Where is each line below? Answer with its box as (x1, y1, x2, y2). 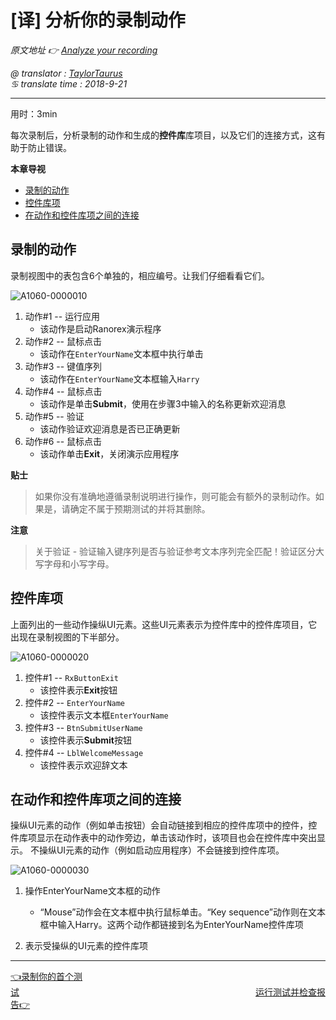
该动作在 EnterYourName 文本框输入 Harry (39, 372, 200, 385)
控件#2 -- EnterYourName (24, 696, 126, 708)
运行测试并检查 (255, 986, 317, 998)
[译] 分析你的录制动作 (10, 9, 186, 32)
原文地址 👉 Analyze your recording (10, 44, 158, 56)
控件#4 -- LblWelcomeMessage (24, 746, 144, 758)
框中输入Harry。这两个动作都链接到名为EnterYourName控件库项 (39, 919, 304, 931)
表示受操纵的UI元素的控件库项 (24, 940, 148, 952)
